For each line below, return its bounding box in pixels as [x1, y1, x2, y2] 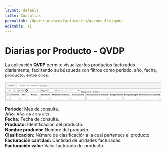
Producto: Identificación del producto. [5, 121, 83, 127]
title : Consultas [5, 13, 41, 18]
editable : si [5, 24, 32, 29]
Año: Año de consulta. [5, 111, 51, 117]
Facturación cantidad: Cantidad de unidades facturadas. [5, 137, 122, 143]
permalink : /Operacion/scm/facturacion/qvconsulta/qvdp [5, 18, 123, 23]
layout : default [5, 8, 39, 13]
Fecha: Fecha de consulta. [5, 116, 59, 122]
